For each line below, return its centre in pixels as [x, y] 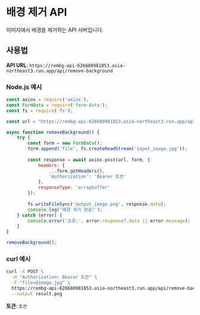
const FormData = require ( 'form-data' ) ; [57, 105]
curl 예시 [18, 258]
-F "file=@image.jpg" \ [41, 283]
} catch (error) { [40, 215]
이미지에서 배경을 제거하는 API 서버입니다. [55, 30]
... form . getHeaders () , [77, 171]
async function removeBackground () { [53, 132]
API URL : [17, 65]
